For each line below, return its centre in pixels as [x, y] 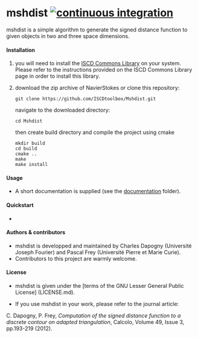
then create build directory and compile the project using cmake [95, 132]
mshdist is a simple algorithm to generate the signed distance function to [97, 30]
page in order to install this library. [57, 76]
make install [31, 165]
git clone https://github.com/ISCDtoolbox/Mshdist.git [85, 99]
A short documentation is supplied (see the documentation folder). [98, 191]
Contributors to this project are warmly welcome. [76, 258]
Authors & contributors [36, 232]
